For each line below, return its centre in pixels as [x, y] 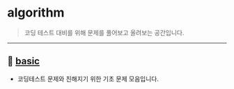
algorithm [36, 13]
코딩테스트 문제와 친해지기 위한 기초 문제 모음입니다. [88, 79]
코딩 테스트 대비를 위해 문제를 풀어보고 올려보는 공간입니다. [104, 32]
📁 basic [24, 61]
